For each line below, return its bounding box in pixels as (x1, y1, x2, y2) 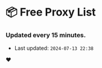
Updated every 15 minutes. (5, 31, 86, 40)
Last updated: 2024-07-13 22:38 (14, 45, 94, 52)
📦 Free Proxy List (5, 5, 96, 19)
